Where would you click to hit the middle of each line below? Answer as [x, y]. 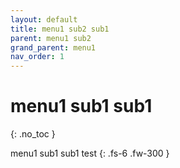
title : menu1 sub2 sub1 [60, 29]
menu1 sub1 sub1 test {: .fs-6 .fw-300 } [90, 153]
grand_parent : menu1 [53, 47]
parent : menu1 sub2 [51, 38]
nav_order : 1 [37, 57]
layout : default [44, 19]
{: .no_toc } [33, 134]
